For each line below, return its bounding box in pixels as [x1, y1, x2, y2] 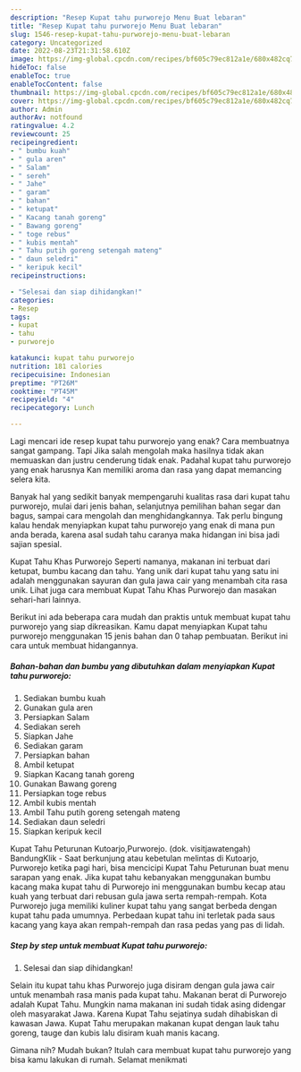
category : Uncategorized [10, 38, 103, 47]
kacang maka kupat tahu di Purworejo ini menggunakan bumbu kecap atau [10, 881, 286, 892]
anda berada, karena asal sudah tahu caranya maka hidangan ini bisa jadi [10, 529, 280, 540]
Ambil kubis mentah [22, 797, 96, 808]
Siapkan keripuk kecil [22, 826, 102, 836]
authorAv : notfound [10, 113, 83, 122]
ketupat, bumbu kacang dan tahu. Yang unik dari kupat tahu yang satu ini [10, 566, 280, 576]
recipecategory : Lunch [10, 404, 95, 413]
